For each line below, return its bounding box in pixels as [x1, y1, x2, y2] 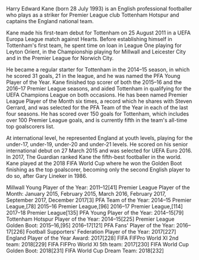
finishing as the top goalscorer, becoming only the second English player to [6, 166, 191, 173]
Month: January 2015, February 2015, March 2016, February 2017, [6, 190, 166, 197]
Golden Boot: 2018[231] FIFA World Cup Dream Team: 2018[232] [6, 247, 165, 254]
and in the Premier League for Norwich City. [6, 55, 114, 61]
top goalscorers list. [6, 123, 55, 130]
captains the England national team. [6, 18, 94, 24]
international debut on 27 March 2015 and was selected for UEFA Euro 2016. [6, 147, 192, 154]
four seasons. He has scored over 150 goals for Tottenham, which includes [6, 110, 189, 117]
